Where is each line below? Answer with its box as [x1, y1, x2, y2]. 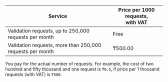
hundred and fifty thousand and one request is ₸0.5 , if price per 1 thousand [5, 66, 160, 72]
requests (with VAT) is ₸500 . [5, 71, 62, 77]
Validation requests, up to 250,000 [7, 27, 90, 34]
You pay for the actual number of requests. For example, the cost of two [5, 61, 154, 66]
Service [48, 12, 67, 19]
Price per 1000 [118, 6, 155, 13]
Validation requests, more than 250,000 [7, 42, 101, 48]
